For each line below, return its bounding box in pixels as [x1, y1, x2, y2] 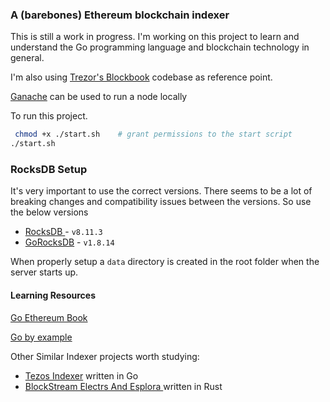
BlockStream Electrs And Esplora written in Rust [24, 380, 223, 392]
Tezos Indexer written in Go [24, 369, 139, 382]
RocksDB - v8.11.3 [24, 226, 103, 238]
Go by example [10, 331, 73, 343]
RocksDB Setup [10, 162, 88, 176]
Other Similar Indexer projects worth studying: [10, 350, 200, 362]
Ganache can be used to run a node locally [10, 91, 188, 103]
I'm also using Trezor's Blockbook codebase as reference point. [10, 71, 273, 83]
